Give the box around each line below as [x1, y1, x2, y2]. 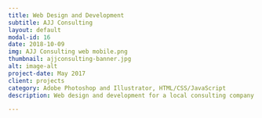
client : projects [8, 77, 65, 84]
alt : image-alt [8, 63, 58, 70]
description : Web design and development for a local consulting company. [8, 91, 258, 99]
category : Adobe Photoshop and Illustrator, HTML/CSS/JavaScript [8, 84, 226, 92]
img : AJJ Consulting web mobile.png [8, 48, 128, 55]
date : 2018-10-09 [8, 41, 65, 48]
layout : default [8, 26, 61, 34]
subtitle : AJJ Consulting [8, 19, 93, 27]
